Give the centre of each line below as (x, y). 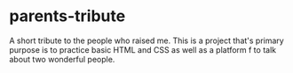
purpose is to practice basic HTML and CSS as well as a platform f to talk (143, 49)
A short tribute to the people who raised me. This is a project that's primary (146, 40)
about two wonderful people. (62, 59)
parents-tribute (67, 16)
